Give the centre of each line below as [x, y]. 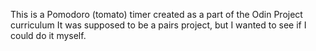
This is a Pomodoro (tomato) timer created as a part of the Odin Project [156, 14]
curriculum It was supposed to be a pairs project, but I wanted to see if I [158, 25]
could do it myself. [48, 35]
